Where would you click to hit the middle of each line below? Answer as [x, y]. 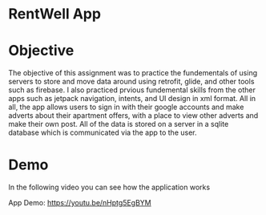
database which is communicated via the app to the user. [103, 132]
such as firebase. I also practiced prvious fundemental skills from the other [132, 90]
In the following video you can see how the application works [109, 187]
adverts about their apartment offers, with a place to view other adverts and [133, 116]
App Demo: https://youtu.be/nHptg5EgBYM [80, 203]
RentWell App [55, 14]
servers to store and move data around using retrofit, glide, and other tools [131, 82]
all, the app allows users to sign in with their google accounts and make [126, 107]
